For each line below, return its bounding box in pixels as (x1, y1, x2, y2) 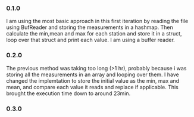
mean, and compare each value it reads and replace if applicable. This (6, 83, 179, 90)
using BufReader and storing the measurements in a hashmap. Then (6, 24, 174, 31)
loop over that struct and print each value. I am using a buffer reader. (6, 37, 176, 44)
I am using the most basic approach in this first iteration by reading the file (6, 18, 189, 25)
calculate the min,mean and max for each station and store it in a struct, (6, 30, 183, 37)
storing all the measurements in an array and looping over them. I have (6, 71, 180, 78)
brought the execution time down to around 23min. (6, 90, 131, 97)
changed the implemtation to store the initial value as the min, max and (6, 77, 180, 84)
